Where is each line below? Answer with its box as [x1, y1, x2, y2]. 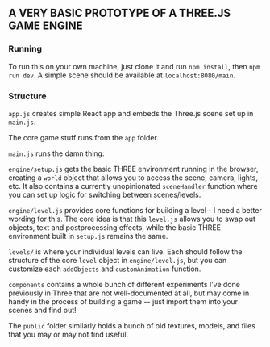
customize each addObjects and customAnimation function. [8, 264, 201, 274]
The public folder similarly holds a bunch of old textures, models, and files [8, 320, 256, 330]
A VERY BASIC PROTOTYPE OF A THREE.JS [8, 6, 231, 20]
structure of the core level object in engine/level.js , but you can [8, 255, 227, 265]
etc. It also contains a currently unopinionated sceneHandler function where [8, 181, 258, 190]
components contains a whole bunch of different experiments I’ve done [8, 279, 240, 289]
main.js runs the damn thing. [8, 148, 105, 158]
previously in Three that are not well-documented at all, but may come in [8, 288, 250, 298]
